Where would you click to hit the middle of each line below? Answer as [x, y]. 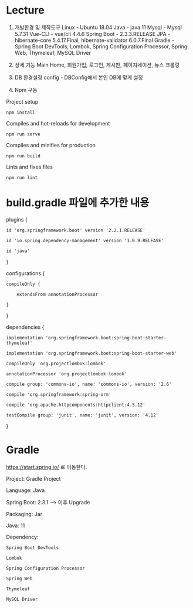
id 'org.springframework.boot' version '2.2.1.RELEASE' [76, 230]
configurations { [26, 273]
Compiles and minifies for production [51, 145]
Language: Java [26, 490]
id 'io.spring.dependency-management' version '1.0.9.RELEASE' [85, 240]
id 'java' [18, 251]
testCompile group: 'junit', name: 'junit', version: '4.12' [82, 415]
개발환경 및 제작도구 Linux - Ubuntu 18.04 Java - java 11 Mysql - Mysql [98, 27]
